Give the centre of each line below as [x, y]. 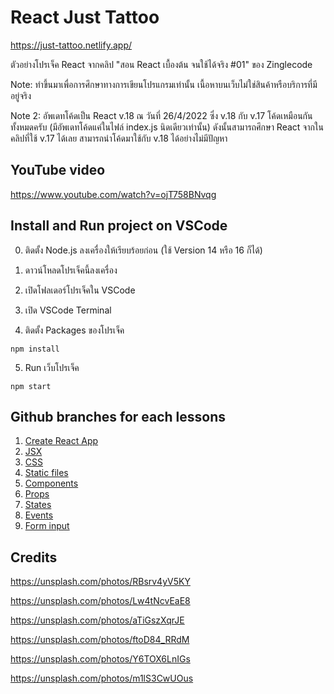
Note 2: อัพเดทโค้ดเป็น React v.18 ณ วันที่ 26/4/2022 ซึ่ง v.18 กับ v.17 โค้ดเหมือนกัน [161, 115]
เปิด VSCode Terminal [68, 310]
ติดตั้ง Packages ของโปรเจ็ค [74, 330]
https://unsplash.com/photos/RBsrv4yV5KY [100, 582]
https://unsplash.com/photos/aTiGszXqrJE [97, 620]
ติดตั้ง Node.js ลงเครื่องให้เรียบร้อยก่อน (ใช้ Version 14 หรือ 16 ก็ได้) [143, 250]
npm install [35, 349]
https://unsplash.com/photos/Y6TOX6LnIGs [100, 659]
